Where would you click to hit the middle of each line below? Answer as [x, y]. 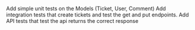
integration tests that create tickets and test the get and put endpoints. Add [97, 15]
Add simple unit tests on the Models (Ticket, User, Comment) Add [86, 9]
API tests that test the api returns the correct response [72, 21]
